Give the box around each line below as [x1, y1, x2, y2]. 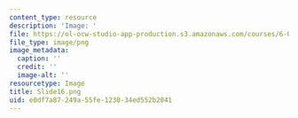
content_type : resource [9, 12, 98, 22]
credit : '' [17, 63, 58, 72]
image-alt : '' [17, 71, 69, 80]
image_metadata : [9, 46, 69, 55]
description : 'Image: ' [9, 21, 98, 30]
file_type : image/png [9, 37, 90, 47]
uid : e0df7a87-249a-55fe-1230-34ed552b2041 [9, 95, 173, 105]
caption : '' [17, 54, 62, 63]
